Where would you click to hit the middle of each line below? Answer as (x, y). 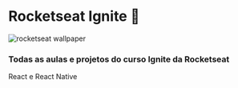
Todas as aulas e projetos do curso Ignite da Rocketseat (119, 59)
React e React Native (43, 77)
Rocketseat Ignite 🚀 (74, 16)
